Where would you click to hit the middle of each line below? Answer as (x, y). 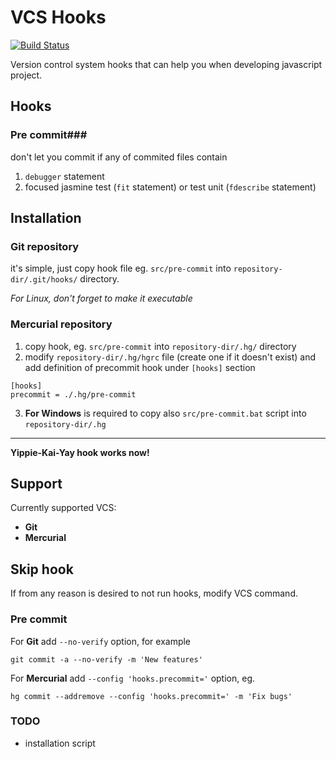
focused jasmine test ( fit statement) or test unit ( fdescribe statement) (170, 187)
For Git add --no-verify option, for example (101, 641)
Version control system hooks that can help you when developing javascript (166, 64)
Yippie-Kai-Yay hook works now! (80, 452)
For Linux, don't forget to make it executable (101, 298)
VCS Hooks (58, 17)
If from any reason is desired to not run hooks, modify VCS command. (154, 593)
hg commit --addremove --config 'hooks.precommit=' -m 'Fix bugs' (151, 696)
